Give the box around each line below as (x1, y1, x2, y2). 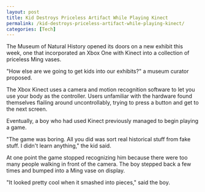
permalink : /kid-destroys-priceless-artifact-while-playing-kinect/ (6, 20, 185, 26)
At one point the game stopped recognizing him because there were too (6, 154, 188, 161)
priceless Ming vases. (6, 56, 62, 63)
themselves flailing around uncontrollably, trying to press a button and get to (6, 99, 199, 106)
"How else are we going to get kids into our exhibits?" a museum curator (6, 68, 189, 75)
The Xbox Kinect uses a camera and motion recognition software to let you (6, 86, 195, 94)
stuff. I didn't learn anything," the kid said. (6, 142, 111, 150)
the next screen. (6, 105, 48, 113)
